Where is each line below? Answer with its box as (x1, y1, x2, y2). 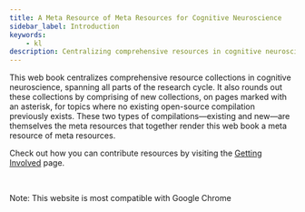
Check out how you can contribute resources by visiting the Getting (9, 147, 262, 159)
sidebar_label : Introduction (9, 22, 120, 31)
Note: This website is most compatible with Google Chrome (9, 193, 231, 204)
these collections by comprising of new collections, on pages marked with (9, 92, 288, 103)
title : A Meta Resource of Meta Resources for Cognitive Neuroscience (9, 13, 282, 23)
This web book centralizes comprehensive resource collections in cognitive (9, 72, 292, 83)
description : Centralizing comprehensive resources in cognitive (9, 47, 261, 56)
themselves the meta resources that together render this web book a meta (9, 120, 288, 132)
